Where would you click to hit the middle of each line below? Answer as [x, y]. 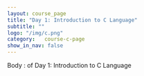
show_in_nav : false [35, 46]
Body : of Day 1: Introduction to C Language [69, 65]
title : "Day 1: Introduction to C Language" [72, 20]
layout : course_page [37, 13]
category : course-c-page [46, 39]
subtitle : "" [26, 26]
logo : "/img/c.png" [35, 33]
